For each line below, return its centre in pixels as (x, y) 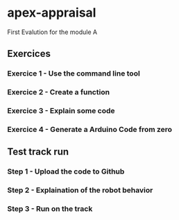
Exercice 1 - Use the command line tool (74, 74)
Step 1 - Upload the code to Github (66, 171)
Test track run (38, 152)
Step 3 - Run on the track (50, 209)
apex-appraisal (52, 13)
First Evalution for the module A (52, 32)
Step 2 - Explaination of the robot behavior (80, 190)
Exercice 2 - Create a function (58, 92)
